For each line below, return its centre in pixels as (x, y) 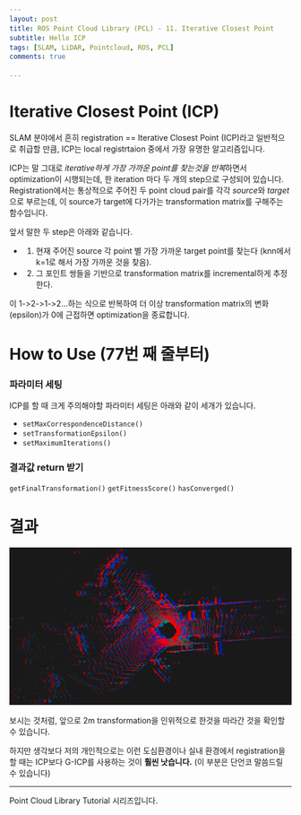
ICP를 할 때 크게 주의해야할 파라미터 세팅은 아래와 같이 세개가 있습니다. (133, 406)
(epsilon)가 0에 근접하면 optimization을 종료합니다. (99, 315)
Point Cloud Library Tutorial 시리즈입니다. (84, 800)
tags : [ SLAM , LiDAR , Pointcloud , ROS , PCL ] (92, 48)
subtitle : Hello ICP (48, 38)
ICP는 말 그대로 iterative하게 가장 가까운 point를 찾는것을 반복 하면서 (129, 168)
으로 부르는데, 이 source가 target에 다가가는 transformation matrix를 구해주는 (146, 201)
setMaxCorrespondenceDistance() (82, 425)
